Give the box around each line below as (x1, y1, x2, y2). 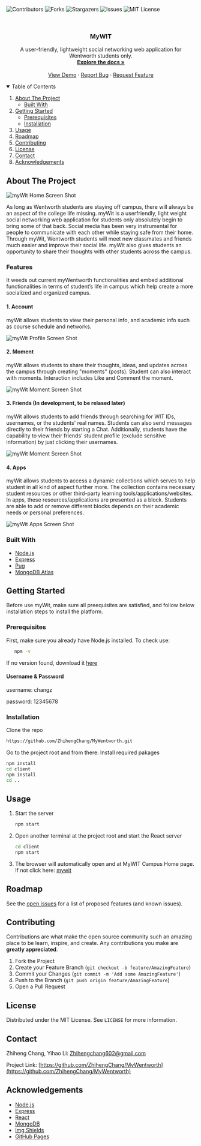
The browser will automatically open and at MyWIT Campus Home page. (14, 860, 194, 867)
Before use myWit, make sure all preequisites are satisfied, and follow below (6, 602, 195, 609)
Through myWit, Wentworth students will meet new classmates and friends (6, 235, 192, 242)
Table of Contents (11, 83, 56, 90)
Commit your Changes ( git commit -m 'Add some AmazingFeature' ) (14, 970, 181, 977)
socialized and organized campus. (6, 289, 91, 296)
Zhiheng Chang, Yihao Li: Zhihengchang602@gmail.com (6, 1050, 146, 1057)
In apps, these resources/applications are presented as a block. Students (6, 496, 187, 503)
